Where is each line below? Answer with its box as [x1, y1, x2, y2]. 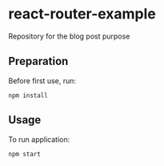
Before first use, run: [8, 75, 77, 85]
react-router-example [8, 5, 156, 23]
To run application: [8, 134, 70, 144]
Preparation [8, 55, 69, 68]
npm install [8, 91, 48, 99]
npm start [8, 150, 42, 158]
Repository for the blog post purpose [8, 31, 130, 41]
